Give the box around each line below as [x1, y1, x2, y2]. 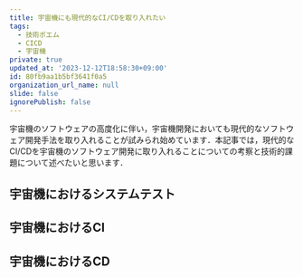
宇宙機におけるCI [9, 220, 106, 235]
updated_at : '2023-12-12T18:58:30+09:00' [9, 64, 168, 73]
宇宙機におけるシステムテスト [9, 186, 176, 202]
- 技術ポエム [17, 30, 61, 39]
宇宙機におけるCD [9, 253, 110, 269]
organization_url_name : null [9, 81, 119, 90]
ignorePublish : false [9, 97, 91, 107]
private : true [9, 55, 63, 64]
